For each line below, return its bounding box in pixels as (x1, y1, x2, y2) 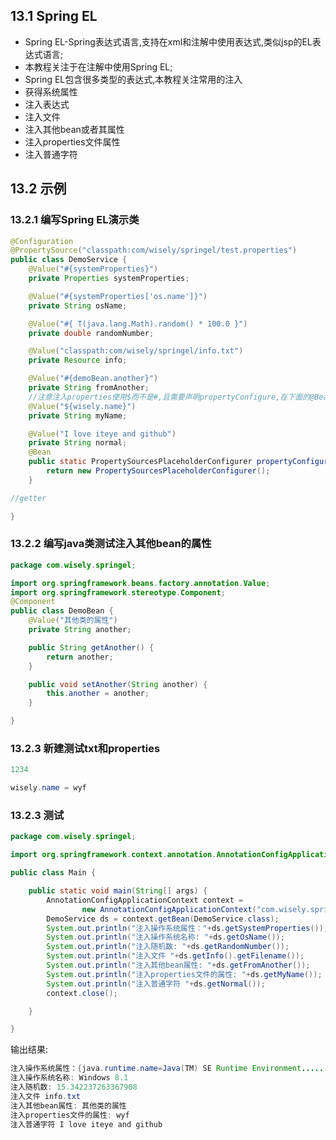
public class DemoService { (10, 255, 128, 265)
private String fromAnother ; (28, 383, 150, 393)
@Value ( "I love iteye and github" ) (28, 429, 177, 439)
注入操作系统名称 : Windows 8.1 (10, 1073, 129, 1083)
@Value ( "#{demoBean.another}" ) (28, 374, 159, 384)
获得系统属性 (24, 85, 78, 98)
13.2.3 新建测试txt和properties (10, 741, 161, 755)
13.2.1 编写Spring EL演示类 (10, 213, 140, 227)
